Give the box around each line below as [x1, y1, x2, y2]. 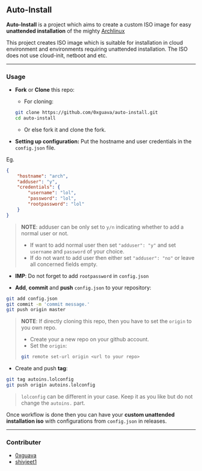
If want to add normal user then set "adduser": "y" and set [29, 241, 176, 248]
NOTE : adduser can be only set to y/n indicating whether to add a [20, 223, 184, 230]
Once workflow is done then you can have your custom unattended [6, 411, 175, 418]
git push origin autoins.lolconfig [6, 382, 96, 388]
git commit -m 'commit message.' [6, 301, 90, 307]
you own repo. [20, 324, 57, 331]
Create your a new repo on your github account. [29, 336, 149, 343]
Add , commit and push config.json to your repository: [14, 283, 151, 291]
